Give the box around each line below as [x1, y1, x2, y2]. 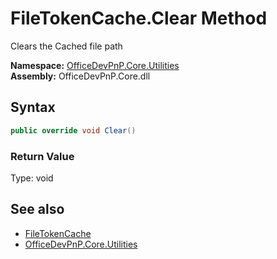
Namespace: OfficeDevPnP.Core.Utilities [10, 59, 180, 71]
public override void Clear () [10, 125, 137, 136]
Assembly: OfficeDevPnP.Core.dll [10, 70, 151, 82]
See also [10, 201, 65, 218]
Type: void [10, 172, 54, 184]
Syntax [10, 99, 56, 116]
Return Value [10, 149, 75, 163]
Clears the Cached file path [10, 40, 123, 52]
